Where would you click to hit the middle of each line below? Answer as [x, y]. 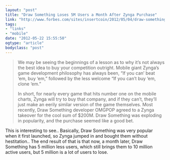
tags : [11, 24]
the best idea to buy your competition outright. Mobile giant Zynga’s [88, 68]
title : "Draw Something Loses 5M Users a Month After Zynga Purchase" [81, 15]
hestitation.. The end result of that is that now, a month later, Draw [74, 141]
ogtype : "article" [25, 43]
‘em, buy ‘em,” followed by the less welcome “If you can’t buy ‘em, [87, 78]
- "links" [16, 29]
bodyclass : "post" [25, 48]
